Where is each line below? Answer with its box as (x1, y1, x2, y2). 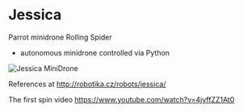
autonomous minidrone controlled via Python (19, 48, 170, 57)
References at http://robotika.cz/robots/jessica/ (8, 79, 166, 89)
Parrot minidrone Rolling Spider (8, 32, 113, 42)
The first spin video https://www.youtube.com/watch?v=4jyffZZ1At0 (8, 94, 235, 104)
